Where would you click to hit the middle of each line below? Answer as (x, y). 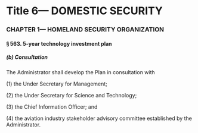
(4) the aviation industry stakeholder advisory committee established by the (99, 118)
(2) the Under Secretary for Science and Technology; (72, 95)
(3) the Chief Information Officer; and (52, 107)
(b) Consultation (27, 57)
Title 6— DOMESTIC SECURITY (84, 11)
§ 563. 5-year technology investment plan (59, 43)
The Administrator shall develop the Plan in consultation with (81, 72)
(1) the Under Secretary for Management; (57, 84)
